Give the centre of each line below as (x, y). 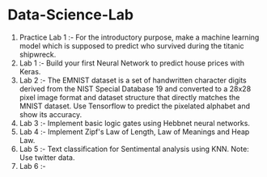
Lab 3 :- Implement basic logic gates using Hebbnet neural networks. (134, 123)
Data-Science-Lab (71, 15)
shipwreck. (38, 54)
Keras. (30, 71)
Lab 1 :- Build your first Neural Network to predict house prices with (131, 63)
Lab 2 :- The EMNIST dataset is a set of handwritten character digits (133, 80)
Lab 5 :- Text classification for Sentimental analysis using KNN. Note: (134, 149)
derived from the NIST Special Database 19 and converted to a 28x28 (135, 88)
